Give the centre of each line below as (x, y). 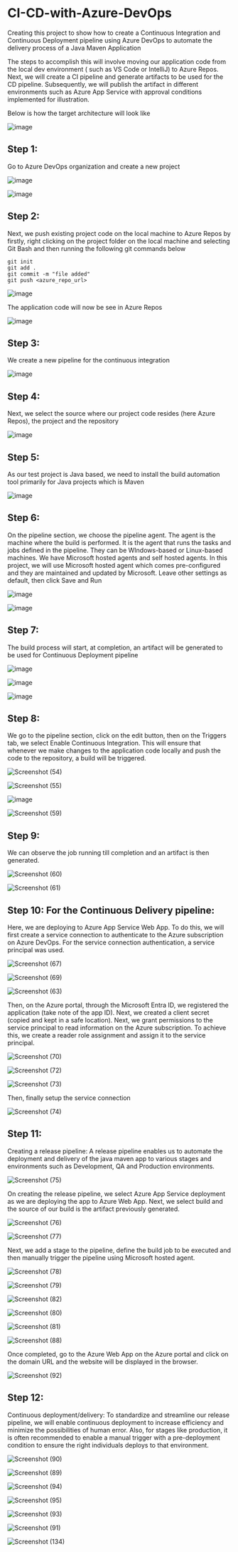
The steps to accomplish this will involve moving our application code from (117, 61)
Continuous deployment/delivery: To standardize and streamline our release (118, 1415)
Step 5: (24, 457)
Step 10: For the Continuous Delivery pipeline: (111, 910)
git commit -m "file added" (49, 274)
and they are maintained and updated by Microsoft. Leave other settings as (117, 573)
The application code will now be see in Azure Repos (85, 307)
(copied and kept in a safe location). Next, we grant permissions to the (110, 1020)
